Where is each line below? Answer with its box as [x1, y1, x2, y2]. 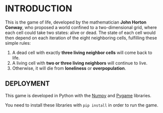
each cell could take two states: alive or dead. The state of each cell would [5, 29, 156, 35]
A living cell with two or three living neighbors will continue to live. [12, 60, 148, 66]
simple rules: [5, 40, 31, 46]
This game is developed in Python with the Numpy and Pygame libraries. [5, 92, 152, 98]
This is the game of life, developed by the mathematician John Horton [5, 19, 147, 25]
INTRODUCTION [5, 3, 72, 14]
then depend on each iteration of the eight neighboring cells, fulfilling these [5, 35, 158, 41]
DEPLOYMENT [5, 80, 50, 88]
